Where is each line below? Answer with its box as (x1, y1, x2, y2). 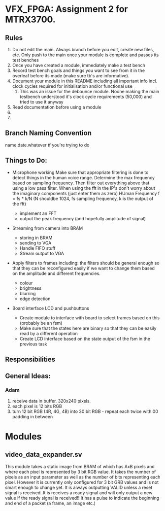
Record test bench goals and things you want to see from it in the (12, 68, 145, 73)
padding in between (12, 413, 53, 419)
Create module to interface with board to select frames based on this (19, 314, 160, 321)
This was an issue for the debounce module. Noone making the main (19, 89, 160, 94)
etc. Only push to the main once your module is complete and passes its (12, 52, 159, 58)
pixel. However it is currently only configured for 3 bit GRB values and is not (5, 479, 159, 485)
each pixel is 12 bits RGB (12, 403, 63, 409)
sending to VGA (19, 240, 52, 246)
